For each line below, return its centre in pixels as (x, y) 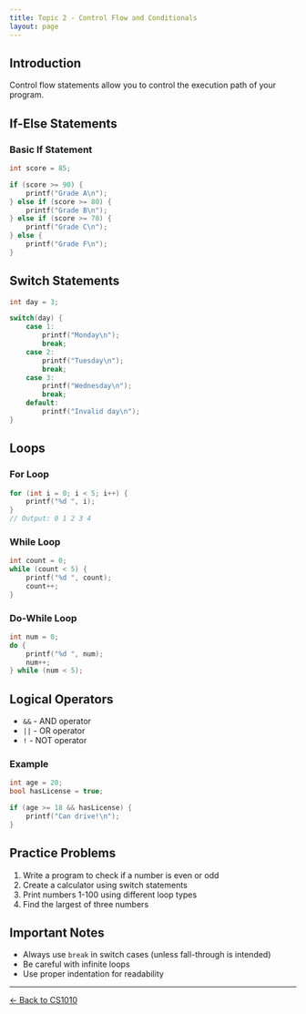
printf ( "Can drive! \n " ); (73, 816)
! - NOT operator (55, 741)
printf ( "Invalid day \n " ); (92, 412)
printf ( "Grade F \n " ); (66, 244)
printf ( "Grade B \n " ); (66, 210)
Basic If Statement (51, 149)
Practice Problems (63, 853)
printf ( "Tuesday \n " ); (83, 361)
